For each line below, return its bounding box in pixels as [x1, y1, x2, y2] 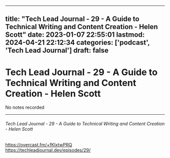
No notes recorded [5, 104, 45, 111]
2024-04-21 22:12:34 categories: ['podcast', [5, 38, 150, 47]
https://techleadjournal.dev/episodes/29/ [5, 147, 91, 153]
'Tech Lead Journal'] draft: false [5, 46, 109, 55]
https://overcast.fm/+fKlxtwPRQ [5, 141, 72, 147]
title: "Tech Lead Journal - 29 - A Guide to [5, 15, 140, 23]
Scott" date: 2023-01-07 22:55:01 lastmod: [5, 31, 145, 39]
